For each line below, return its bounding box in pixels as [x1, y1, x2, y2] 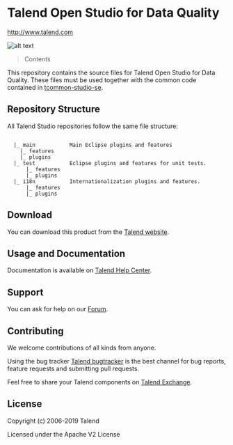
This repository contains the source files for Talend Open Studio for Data [7, 68, 216, 77]
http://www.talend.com [7, 28, 74, 36]
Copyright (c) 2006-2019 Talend [7, 416, 99, 425]
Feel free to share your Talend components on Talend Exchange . [7, 378, 193, 386]
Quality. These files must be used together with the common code [7, 75, 197, 84]
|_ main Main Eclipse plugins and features [13, 141, 172, 148]
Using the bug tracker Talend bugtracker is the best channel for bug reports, [7, 357, 226, 365]
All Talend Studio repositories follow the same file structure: [7, 122, 179, 130]
